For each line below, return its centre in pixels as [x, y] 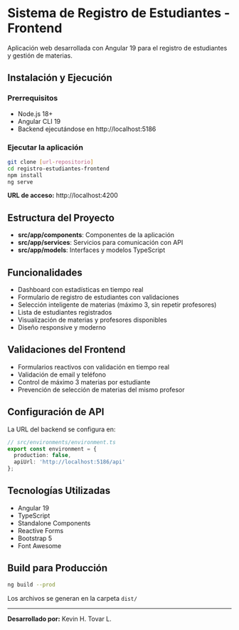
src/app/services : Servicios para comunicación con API [100, 243]
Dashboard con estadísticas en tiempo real [80, 290]
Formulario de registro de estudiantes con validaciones [98, 298]
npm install [25, 175]
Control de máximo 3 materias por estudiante [84, 382]
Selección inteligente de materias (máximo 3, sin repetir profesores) [117, 305]
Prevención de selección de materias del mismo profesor [101, 389]
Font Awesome [39, 545]
